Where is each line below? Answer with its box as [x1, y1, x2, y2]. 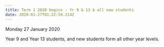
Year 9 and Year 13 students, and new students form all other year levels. [5, 36, 160, 42]
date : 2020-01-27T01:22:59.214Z [5, 12, 74, 17]
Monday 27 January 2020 [5, 26, 60, 32]
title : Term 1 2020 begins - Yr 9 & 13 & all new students [5, 7, 134, 13]
